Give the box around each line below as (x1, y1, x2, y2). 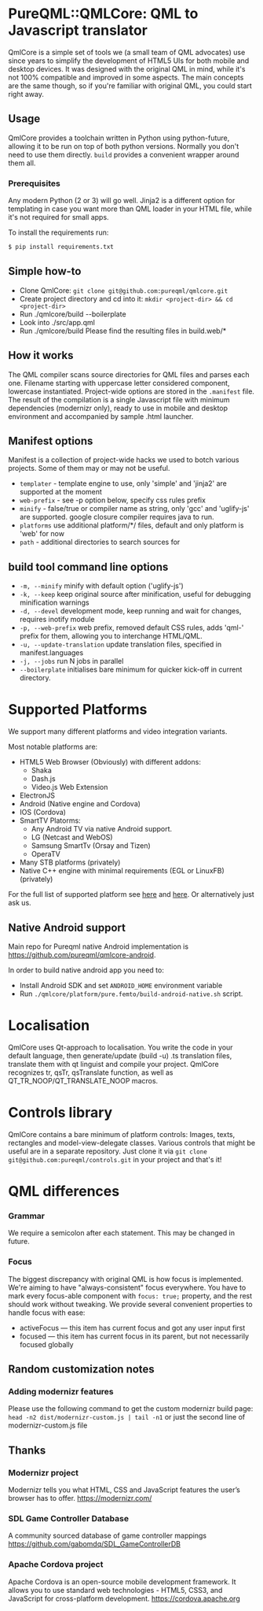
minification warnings (19, 598, 89, 607)
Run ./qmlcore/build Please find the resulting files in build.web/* (19, 326, 227, 335)
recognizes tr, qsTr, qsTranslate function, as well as (8, 1068, 174, 1077)
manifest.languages (19, 648, 84, 657)
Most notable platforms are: (8, 742, 98, 752)
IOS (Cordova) (19, 808, 67, 817)
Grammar (8, 1210, 46, 1221)
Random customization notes (8, 1362, 155, 1376)
